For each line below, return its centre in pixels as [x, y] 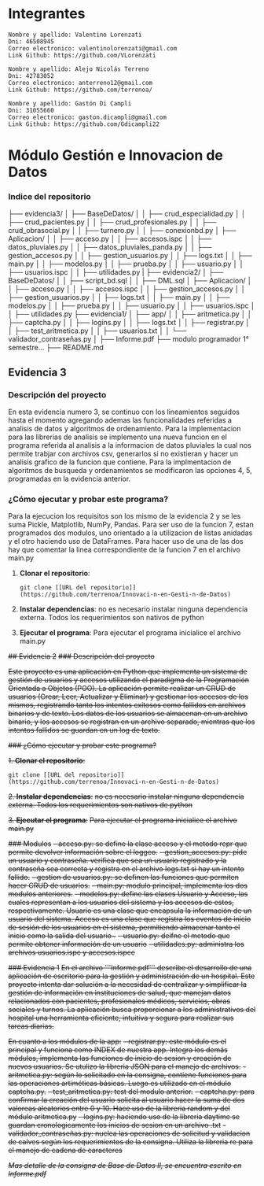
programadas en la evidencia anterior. [70, 479]
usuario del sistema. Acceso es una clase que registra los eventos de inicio [130, 919]
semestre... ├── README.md [56, 348]
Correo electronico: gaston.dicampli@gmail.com [88, 117]
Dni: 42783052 [31, 76]
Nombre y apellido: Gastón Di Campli [70, 103]
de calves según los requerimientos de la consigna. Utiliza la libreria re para [131, 1142]
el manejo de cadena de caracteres [66, 1151]
